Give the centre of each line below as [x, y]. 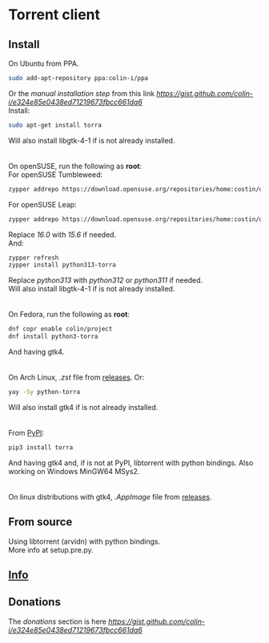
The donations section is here [57, 621]
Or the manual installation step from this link [81, 93]
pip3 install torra [41, 447]
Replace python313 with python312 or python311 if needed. [106, 280]
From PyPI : [26, 432]
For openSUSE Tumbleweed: [56, 175]
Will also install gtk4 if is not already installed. [83, 407]
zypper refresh [34, 258]
